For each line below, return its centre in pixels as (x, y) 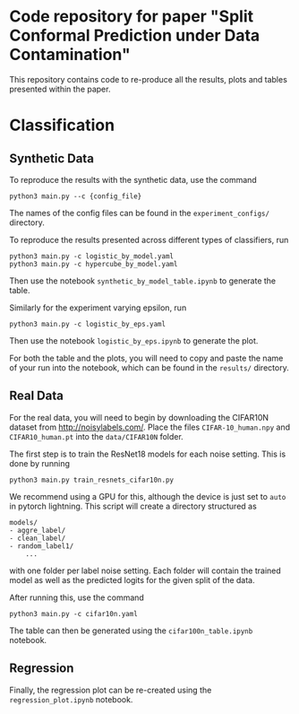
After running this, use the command (77, 597)
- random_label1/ (42, 546)
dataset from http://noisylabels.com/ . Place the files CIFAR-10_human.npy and (150, 427)
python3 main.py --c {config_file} (76, 196)
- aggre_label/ (38, 530)
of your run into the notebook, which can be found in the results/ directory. (149, 367)
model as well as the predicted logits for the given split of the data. (132, 579)
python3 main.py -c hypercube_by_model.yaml (94, 264)
